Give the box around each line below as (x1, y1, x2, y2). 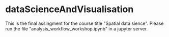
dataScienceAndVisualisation (5, 4, 134, 15)
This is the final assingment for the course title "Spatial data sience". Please (5, 20, 164, 26)
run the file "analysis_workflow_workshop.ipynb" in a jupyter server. (5, 25, 148, 31)
